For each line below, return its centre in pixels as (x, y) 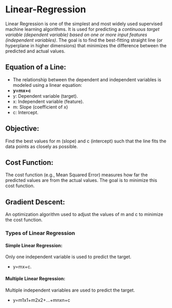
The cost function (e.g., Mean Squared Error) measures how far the (77, 175)
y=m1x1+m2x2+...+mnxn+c (41, 300)
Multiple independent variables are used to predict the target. (70, 290)
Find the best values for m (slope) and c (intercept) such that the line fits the (86, 141)
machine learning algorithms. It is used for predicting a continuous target (82, 29)
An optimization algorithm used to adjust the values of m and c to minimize (84, 214)
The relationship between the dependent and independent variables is (87, 79)
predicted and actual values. (35, 51)
